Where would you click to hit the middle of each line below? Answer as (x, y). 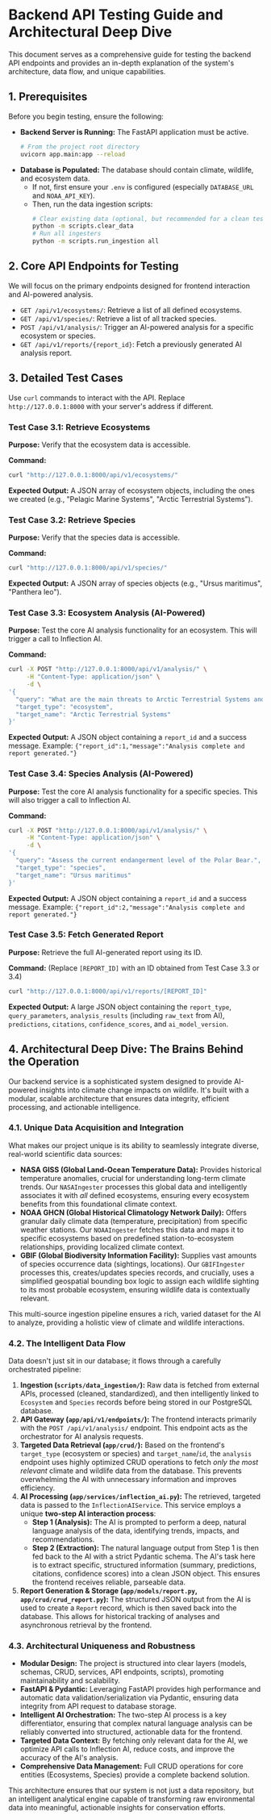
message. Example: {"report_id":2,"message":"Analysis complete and (127, 907)
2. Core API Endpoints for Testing (94, 267)
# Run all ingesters (67, 234)
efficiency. (37, 1488)
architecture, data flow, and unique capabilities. (87, 71)
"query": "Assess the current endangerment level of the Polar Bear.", (139, 861)
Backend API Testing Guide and (116, 15)
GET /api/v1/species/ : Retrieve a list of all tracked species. (118, 318)
